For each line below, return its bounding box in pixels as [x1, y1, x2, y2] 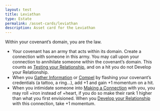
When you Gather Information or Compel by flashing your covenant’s [12, 75, 151, 81]
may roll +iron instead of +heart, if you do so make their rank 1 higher [12, 90, 152, 96]
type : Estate [5, 16, 32, 21]
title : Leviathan [5, 12, 41, 17]
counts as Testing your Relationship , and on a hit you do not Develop [12, 64, 151, 70]
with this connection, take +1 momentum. [12, 101, 96, 107]
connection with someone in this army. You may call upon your [12, 54, 139, 59]
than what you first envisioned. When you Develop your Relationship [12, 95, 151, 101]
